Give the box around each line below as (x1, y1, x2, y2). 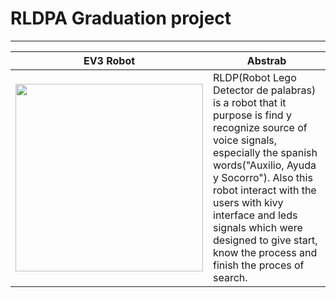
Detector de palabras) (213, 83, 317, 97)
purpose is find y (213, 108, 292, 122)
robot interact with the (213, 183, 317, 197)
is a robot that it (213, 95, 287, 109)
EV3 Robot (83, 53, 136, 67)
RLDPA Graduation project (10, 7, 232, 30)
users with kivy (213, 195, 284, 209)
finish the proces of (213, 258, 305, 272)
